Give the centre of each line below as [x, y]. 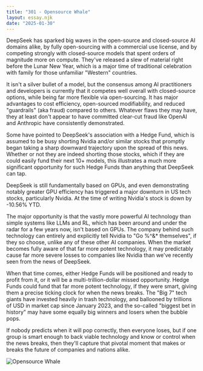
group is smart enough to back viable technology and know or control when [101, 337]
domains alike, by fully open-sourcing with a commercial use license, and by [102, 47]
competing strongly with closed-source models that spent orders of [91, 53]
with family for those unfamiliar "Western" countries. [72, 73]
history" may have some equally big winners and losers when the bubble [97, 312]
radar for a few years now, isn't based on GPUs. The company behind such [100, 230]
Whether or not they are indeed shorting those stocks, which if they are [95, 154]
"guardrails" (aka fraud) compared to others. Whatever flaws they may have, [102, 111]
